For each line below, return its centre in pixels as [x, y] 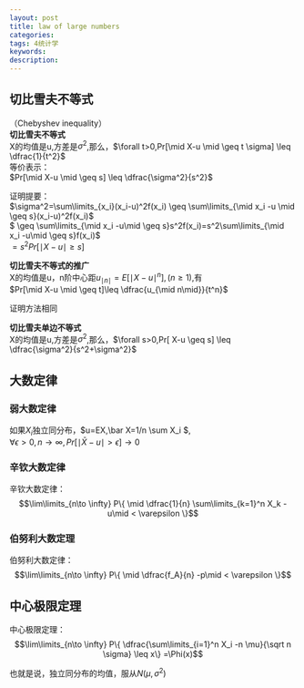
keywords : [28, 52]
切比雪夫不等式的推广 [49, 266]
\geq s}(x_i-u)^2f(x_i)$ [51, 216]
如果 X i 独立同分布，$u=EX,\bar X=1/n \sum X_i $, [100, 431]
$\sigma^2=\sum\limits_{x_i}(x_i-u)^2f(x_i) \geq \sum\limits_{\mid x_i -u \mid [152, 207]
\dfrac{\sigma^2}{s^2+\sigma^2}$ [73, 349]
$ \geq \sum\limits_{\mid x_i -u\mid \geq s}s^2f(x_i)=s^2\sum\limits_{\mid [147, 226]
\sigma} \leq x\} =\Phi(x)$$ [153, 654]
